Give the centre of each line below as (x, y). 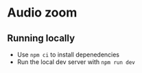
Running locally (41, 38)
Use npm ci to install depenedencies (68, 54)
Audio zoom (42, 13)
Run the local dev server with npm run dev (76, 62)
